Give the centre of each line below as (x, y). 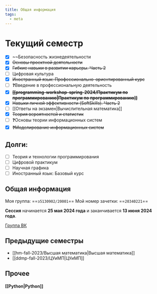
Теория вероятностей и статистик (48, 114)
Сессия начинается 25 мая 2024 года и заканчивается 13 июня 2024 (78, 211)
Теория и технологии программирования (55, 156)
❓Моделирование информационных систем (58, 127)
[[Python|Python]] (24, 286)
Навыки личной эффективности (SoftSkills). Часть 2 (66, 103)
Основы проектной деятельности (47, 63)
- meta (16, 19)
